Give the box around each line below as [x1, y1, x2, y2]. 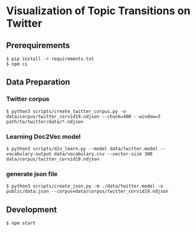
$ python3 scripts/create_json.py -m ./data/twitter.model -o [6, 183, 163, 189]
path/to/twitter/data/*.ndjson [6, 118, 84, 125]
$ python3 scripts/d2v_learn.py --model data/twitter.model [6, 146, 159, 152]
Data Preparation [6, 77, 70, 87]
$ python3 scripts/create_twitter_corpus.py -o [6, 108, 127, 114]
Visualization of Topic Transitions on [6, 4, 191, 18]
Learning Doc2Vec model [6, 132, 81, 140]
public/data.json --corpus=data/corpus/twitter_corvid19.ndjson [6, 188, 169, 195]
